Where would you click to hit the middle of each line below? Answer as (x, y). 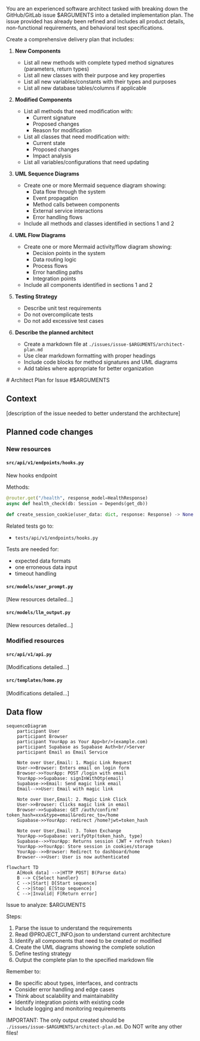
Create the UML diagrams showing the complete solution (85, 947)
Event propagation (56, 198)
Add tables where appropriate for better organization (89, 368)
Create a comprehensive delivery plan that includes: (70, 39)
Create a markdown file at (56, 344)
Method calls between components (76, 204)
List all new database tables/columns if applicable (85, 88)
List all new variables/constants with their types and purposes (100, 81)
